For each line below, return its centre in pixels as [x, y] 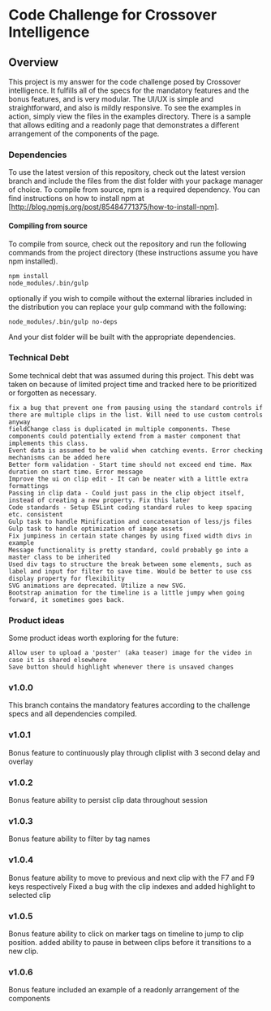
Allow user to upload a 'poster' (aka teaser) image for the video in [130, 653]
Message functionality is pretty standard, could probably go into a [129, 550]
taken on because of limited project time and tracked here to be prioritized [133, 384]
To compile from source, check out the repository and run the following [127, 244]
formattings [28, 486]
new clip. [24, 951]
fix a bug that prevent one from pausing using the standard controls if [136, 407]
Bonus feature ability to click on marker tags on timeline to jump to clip [126, 934]
